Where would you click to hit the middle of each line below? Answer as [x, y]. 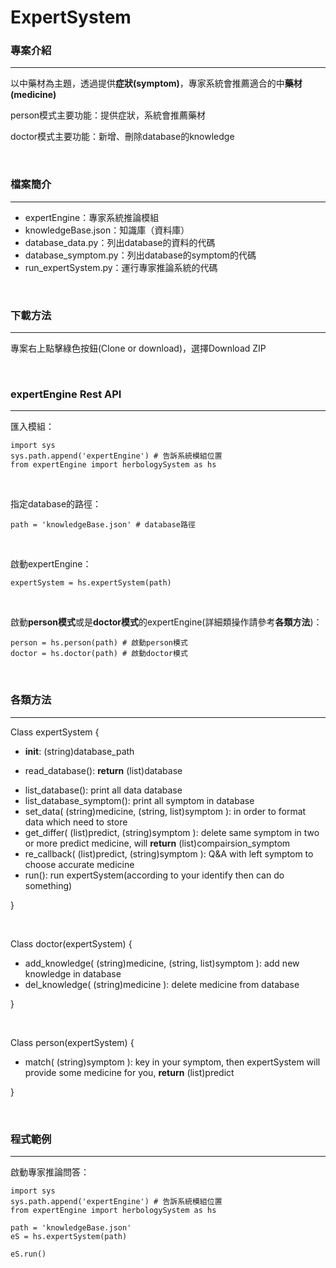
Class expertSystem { [55, 732]
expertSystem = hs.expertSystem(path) [91, 583]
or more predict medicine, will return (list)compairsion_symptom [157, 843]
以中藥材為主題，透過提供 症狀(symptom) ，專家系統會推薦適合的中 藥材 [156, 83]
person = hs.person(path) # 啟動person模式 [99, 643]
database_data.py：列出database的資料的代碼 [120, 242]
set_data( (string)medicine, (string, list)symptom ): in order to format [165, 811]
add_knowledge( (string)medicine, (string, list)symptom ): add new [162, 963]
